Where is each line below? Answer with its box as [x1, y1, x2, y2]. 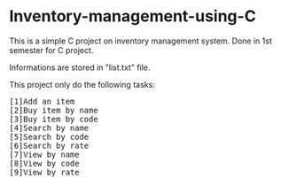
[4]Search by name [9, 122, 90, 133]
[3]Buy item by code [9, 113, 99, 124]
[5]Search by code [9, 131, 90, 142]
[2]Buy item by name [9, 105, 99, 115]
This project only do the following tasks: [9, 79, 155, 89]
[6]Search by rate [9, 140, 90, 151]
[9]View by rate [9, 167, 80, 177]
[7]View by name [9, 149, 80, 159]
